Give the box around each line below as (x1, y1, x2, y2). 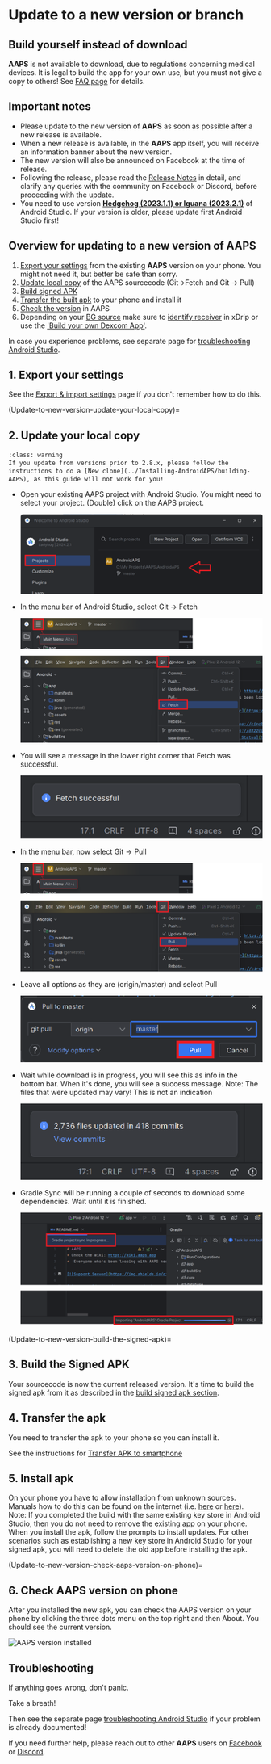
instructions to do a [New (8, 467, 99, 476)
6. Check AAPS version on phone (8, 1583, 179, 1597)
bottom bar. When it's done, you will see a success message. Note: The (19, 1079, 259, 1089)
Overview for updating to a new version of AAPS (8, 239, 256, 253)
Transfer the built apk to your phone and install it (19, 295, 182, 304)
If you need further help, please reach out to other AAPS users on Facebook (8, 1738, 262, 1748)
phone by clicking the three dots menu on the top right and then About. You (8, 1614, 260, 1623)
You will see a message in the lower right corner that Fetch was (19, 750, 231, 760)
